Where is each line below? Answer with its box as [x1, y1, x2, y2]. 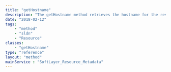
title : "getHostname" [5, 7, 51, 13]
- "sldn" [14, 31, 33, 36]
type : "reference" [5, 50, 44, 55]
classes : [5, 41, 24, 46]
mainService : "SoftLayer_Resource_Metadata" [5, 59, 103, 64]
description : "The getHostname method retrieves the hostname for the [5, 12, 158, 17]
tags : [5, 21, 17, 27]
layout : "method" [5, 54, 42, 60]
